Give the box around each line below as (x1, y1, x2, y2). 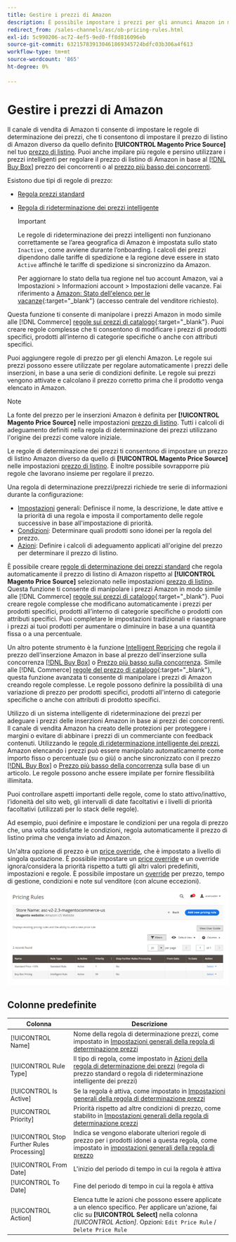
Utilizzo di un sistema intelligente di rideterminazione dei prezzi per (7, 709, 202, 717)
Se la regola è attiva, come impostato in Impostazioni (73, 1087, 226, 1095)
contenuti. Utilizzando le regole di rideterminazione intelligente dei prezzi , (7, 739, 221, 747)
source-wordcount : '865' (7, 56, 80, 63)
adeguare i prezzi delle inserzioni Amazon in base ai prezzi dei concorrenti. (7, 716, 225, 725)
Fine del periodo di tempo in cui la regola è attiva (73, 1182, 214, 1191)
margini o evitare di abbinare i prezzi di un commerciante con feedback (7, 731, 214, 739)
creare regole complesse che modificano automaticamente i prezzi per (7, 600, 212, 608)
